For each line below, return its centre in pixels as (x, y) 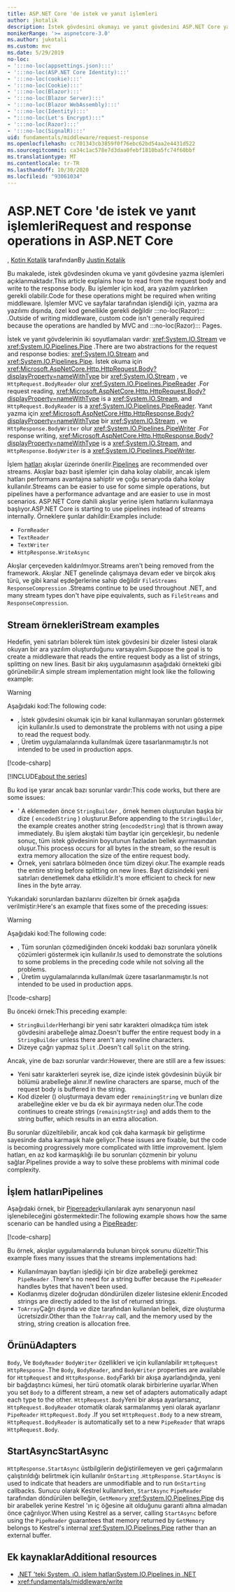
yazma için (23, 414)
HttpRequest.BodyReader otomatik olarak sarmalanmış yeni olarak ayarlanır (114, 1407)
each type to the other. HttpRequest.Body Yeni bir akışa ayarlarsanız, (104, 1400)
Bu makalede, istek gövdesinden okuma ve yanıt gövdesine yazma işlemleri (116, 274)
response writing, (33, 436)
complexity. (24, 1170)
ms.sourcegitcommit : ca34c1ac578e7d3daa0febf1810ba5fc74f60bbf (101, 150)
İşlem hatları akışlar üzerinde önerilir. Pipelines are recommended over (108, 464)
